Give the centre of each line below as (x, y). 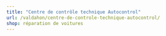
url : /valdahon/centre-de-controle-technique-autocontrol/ (83, 18)
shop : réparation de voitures (45, 23)
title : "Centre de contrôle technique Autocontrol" (74, 12)
